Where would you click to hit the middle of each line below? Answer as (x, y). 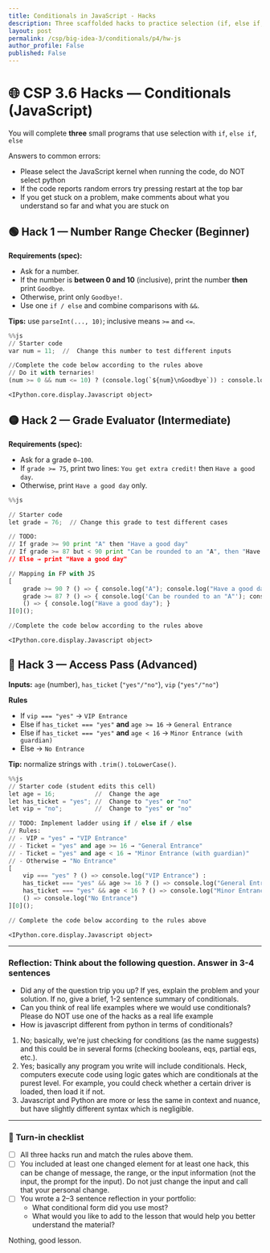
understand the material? (73, 1225)
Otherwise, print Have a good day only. (84, 485)
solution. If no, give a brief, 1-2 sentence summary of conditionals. (129, 999)
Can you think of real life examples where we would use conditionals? (135, 1007)
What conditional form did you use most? (100, 1208)
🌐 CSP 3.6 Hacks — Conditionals (120, 93)
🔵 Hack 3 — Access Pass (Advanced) (103, 665)
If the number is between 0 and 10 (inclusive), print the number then (133, 280)
